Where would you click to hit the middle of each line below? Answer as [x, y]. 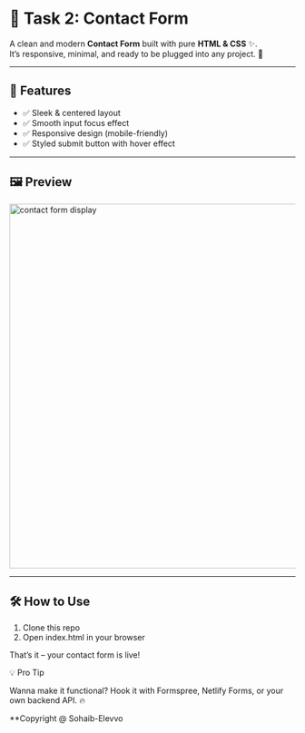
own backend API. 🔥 [48, 700]
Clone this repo [51, 628]
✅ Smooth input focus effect [76, 122]
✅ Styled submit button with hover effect [98, 143]
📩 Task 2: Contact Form [99, 19]
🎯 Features [40, 91]
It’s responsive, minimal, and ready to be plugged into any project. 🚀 [136, 54]
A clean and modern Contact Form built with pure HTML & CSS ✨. [133, 44]
